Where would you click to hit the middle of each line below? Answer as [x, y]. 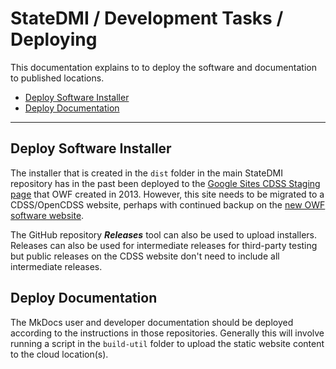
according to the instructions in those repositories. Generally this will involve [167, 333]
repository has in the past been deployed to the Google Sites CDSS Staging [165, 183]
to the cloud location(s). [59, 354]
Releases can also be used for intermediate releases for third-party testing [164, 245]
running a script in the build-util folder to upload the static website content [167, 343]
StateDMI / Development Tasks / [147, 18]
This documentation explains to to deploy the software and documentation [163, 67]
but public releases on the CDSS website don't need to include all [145, 256]
